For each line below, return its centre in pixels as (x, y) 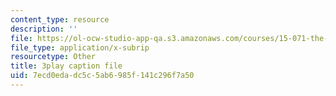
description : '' (44, 29)
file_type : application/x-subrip (80, 47)
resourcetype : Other (53, 57)
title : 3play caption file (66, 66)
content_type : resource (60, 19)
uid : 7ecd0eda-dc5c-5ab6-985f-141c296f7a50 (102, 76)
